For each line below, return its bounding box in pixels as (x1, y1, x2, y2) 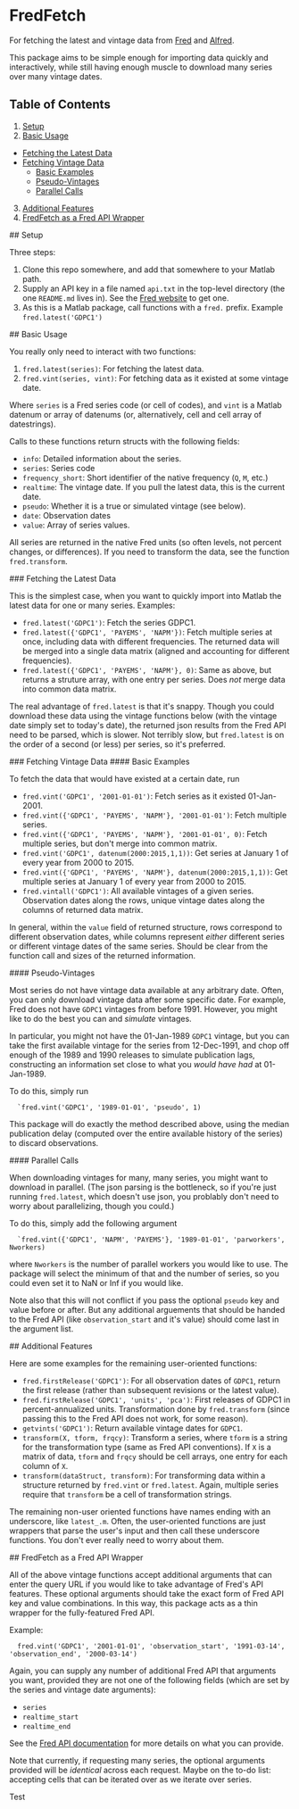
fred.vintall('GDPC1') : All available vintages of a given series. (21, 885, 254, 896)
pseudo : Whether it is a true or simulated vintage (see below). (21, 501, 246, 511)
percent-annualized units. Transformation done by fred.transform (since (21, 1403, 290, 1415)
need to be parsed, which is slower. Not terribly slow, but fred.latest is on (9, 729, 285, 740)
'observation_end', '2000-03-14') (9, 1649, 138, 1658)
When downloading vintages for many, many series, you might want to (9, 1172, 269, 1182)
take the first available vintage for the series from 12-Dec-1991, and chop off (9, 1040, 290, 1050)
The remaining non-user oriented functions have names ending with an (9, 1506, 270, 1517)
